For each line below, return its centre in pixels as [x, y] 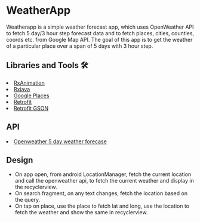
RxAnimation [29, 83]
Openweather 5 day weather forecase [61, 141]
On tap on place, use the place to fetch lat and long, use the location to [102, 206]
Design [20, 160]
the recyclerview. [36, 187]
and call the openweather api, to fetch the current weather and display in [104, 181]
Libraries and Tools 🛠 [47, 65]
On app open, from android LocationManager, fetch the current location [103, 174]
